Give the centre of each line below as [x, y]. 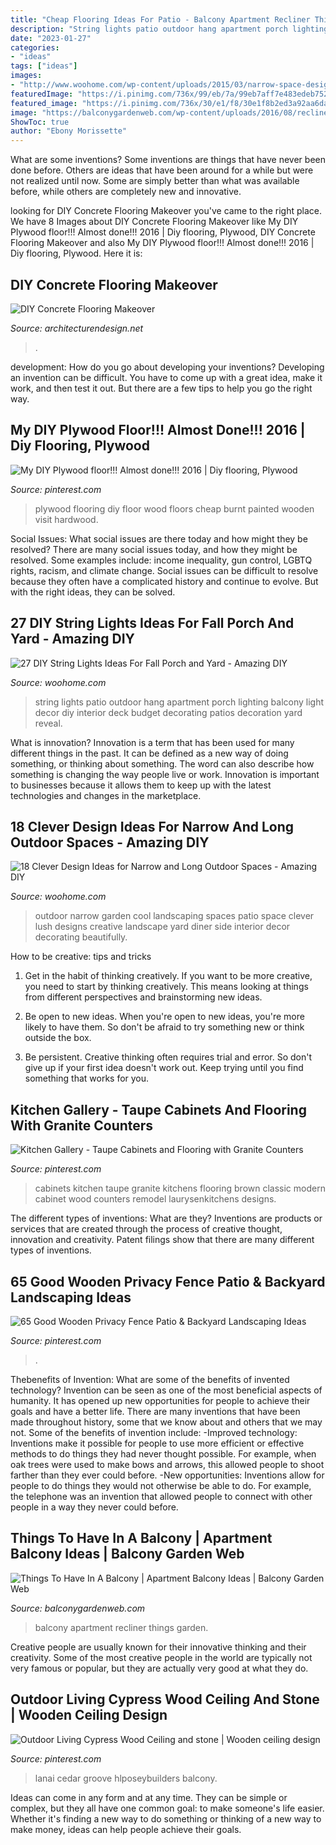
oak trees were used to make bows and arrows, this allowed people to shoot [167, 1464]
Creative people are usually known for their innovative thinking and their [158, 1647]
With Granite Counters [82, 1125]
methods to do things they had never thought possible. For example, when [163, 1454]
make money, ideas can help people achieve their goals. [126, 1829]
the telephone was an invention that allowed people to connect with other [161, 1496]
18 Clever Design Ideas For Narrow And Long [152, 826]
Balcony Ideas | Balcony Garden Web [127, 1554]
